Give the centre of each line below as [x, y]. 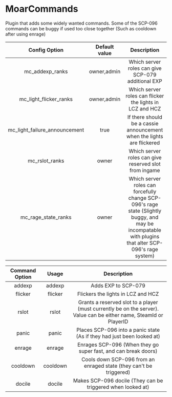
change [137, 198]
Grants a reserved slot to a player [118, 302]
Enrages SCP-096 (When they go [118, 345]
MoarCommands [42, 9]
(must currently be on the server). [118, 309]
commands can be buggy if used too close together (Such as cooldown [81, 28]
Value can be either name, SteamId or [118, 315]
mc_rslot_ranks [46, 161]
